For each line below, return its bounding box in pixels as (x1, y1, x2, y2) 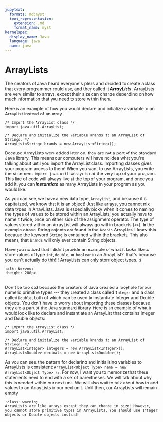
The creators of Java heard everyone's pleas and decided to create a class (5, 80, 156, 86)
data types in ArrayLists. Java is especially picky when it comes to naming (5, 206, 154, 212)
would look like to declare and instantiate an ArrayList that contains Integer (5, 310, 155, 316)
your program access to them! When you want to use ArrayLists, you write (5, 165, 154, 171)
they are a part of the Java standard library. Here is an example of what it (5, 305, 152, 311)
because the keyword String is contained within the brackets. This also (5, 232, 148, 238)
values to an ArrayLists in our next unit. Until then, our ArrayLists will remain (5, 384, 157, 390)
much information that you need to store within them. (5, 96, 112, 102)
